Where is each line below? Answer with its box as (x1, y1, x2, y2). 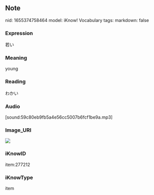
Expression (5, 29, 33, 36)
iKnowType (5, 174, 33, 181)
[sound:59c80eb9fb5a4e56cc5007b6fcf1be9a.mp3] (5, 114, 113, 120)
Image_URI (5, 127, 31, 134)
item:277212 (5, 162, 30, 168)
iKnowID (5, 150, 26, 157)
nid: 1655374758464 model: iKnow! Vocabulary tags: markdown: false (5, 17, 150, 23)
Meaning (5, 54, 27, 61)
